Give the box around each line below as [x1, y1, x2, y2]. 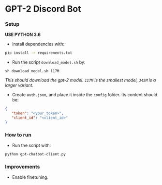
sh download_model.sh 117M [5, 69, 59, 74]
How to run [5, 131, 31, 138]
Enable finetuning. [12, 174, 48, 180]
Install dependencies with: [12, 41, 64, 47]
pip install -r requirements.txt [5, 50, 73, 55]
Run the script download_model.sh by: [12, 59, 86, 65]
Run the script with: [12, 142, 51, 149]
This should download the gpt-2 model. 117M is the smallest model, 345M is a [5, 77, 156, 83]
